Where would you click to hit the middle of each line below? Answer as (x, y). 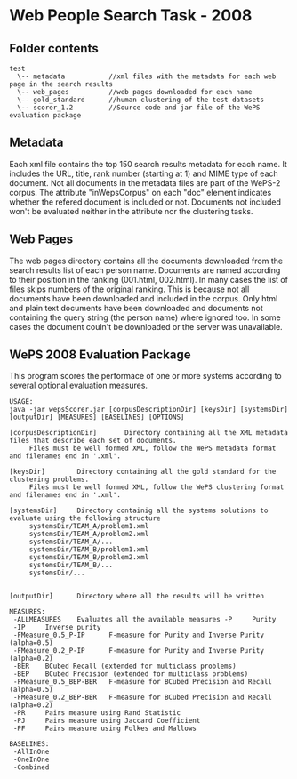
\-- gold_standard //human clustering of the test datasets (141, 100)
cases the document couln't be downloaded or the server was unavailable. (146, 326)
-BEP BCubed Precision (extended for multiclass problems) (131, 674)
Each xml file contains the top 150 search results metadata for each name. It (148, 164)
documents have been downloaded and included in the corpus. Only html (144, 298)
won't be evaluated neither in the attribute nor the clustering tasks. (131, 211)
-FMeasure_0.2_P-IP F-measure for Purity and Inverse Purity (139, 651)
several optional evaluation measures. (79, 385)
